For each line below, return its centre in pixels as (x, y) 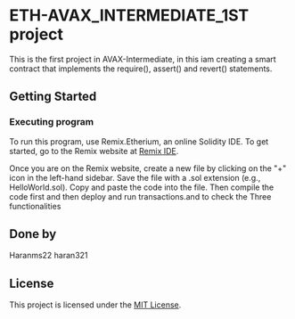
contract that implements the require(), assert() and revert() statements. (141, 69)
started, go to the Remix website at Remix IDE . (94, 151)
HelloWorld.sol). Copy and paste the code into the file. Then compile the (142, 187)
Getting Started (53, 97)
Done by (33, 234)
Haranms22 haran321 (49, 256)
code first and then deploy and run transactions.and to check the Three (140, 196)
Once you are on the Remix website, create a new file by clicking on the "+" (148, 168)
